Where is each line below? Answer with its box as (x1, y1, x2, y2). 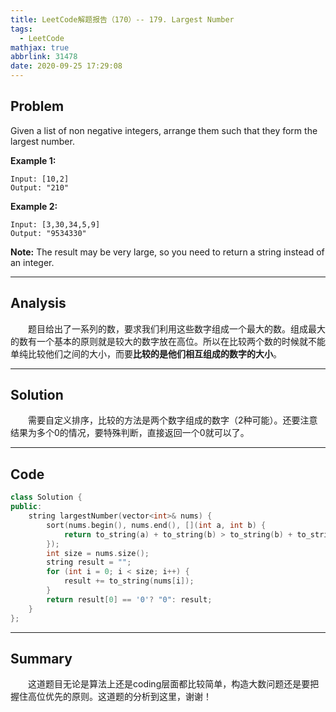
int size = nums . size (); (46, 548, 150, 558)
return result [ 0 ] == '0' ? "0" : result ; (46, 594, 213, 605)
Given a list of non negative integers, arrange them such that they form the (10, 124, 318, 136)
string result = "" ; (46, 557, 132, 568)
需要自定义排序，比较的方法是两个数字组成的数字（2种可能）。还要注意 (28, 414, 318, 426)
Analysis (10, 295, 67, 312)
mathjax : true (10, 42, 70, 53)
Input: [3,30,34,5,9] (10, 219, 101, 230)
